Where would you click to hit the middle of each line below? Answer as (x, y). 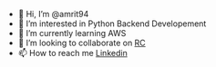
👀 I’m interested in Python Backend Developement (112, 24)
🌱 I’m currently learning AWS (72, 33)
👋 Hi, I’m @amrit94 (53, 14)
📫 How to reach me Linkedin (72, 53)
